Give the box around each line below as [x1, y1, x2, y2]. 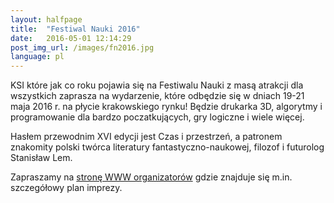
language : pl [10, 52, 65, 62]
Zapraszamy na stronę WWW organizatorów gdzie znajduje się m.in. [10, 171, 293, 183]
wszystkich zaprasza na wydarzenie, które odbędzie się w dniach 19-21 [10, 90, 305, 102]
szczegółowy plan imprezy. [10, 182, 123, 194]
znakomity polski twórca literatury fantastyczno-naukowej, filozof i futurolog [10, 141, 325, 153]
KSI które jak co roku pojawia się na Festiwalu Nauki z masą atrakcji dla [10, 79, 304, 91]
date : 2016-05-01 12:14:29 [10, 33, 132, 43]
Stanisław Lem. [10, 152, 73, 164]
